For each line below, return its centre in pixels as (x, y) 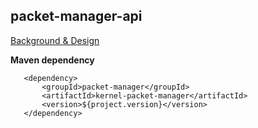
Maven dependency (52, 60)
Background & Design (55, 40)
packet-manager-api (76, 16)
